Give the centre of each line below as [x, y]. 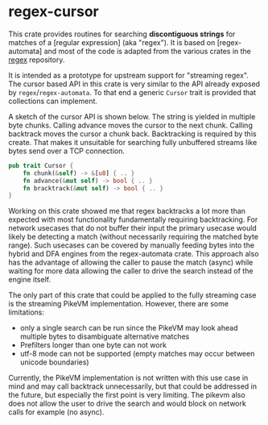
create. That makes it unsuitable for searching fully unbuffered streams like [133, 142]
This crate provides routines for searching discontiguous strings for [122, 34]
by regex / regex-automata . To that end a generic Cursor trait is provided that [132, 92]
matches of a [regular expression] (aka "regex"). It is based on [112, 42]
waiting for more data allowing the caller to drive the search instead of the [131, 271]
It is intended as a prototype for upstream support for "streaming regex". [129, 75]
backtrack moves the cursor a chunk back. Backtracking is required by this [132, 133]
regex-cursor [54, 12]
